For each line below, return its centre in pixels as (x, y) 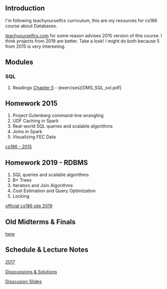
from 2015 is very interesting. (35, 46)
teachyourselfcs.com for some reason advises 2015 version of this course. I (84, 35)
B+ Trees (22, 180)
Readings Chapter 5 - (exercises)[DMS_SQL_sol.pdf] (67, 87)
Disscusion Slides (23, 281)
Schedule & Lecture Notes (47, 250)
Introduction (25, 8)
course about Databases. (31, 26)
